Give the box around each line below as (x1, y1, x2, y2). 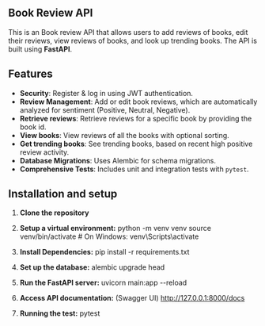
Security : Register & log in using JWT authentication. (19, 88, 194, 98)
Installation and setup (8, 187, 118, 201)
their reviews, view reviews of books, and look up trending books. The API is (8, 36, 257, 45)
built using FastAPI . (8, 44, 73, 54)
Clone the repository (19, 208, 89, 217)
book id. (19, 122, 47, 132)
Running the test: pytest (19, 309, 100, 318)
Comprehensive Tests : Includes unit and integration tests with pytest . (19, 164, 249, 174)
